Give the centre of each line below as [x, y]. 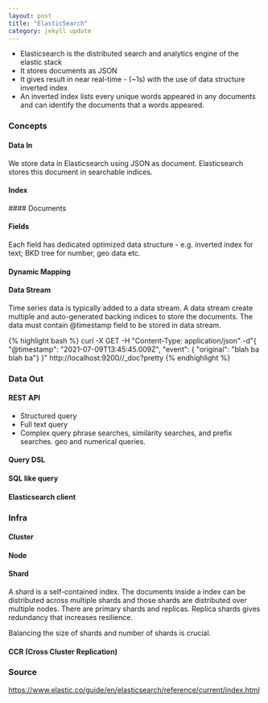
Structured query [48, 415]
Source [23, 672]
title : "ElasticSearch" [48, 23]
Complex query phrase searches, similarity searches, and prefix [126, 433]
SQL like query [33, 478]
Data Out [26, 378]
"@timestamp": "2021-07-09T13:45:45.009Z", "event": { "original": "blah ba [134, 349]
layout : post [30, 16]
